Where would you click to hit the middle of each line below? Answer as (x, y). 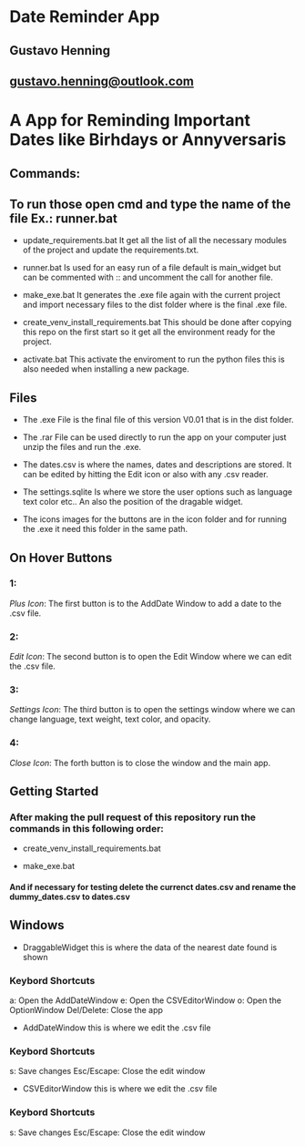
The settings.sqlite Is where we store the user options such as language (158, 492)
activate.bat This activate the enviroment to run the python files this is (153, 359)
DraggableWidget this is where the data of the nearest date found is (150, 947)
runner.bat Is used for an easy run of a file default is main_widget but (152, 268)
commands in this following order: (86, 829)
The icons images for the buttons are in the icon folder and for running (154, 519)
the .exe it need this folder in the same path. (105, 529)
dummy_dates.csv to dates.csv (70, 897)
